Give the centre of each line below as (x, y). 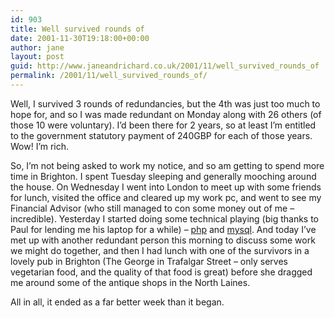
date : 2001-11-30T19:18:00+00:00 (80, 38)
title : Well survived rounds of (77, 29)
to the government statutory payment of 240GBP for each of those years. (161, 135)
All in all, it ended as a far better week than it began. (117, 302)
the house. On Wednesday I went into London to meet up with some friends (166, 187)
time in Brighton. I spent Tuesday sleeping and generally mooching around (163, 176)
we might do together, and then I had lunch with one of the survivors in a (160, 250)
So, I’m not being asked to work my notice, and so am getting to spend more (167, 165)
